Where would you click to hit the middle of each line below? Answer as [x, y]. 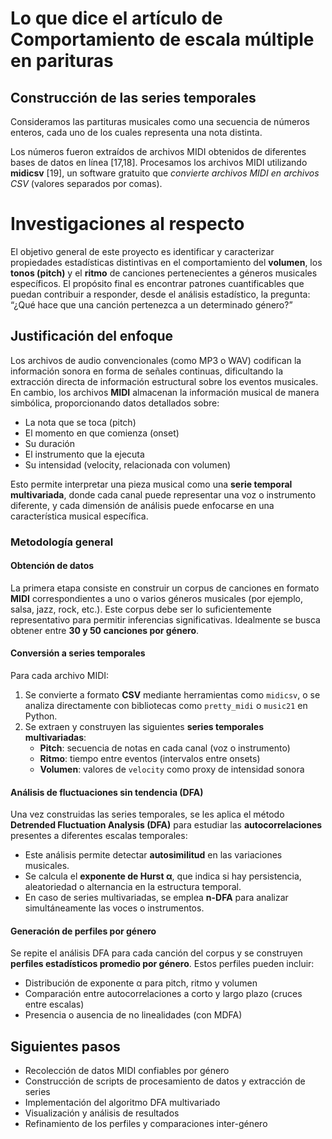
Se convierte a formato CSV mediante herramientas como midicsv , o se [172, 695]
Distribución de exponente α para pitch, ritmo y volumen [141, 983]
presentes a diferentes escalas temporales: [99, 836]
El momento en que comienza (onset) [102, 433]
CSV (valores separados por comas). [86, 183]
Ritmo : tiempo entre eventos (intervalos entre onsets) [150, 759]
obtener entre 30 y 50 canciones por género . [105, 630]
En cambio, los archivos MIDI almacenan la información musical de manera [165, 392]
